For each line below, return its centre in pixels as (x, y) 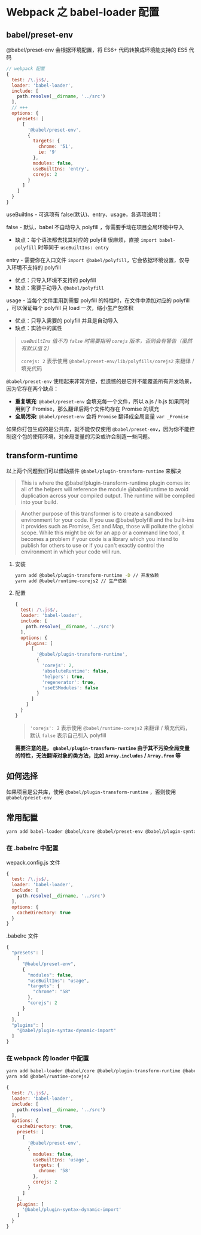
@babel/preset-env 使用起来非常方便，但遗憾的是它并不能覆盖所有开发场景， (100, 381)
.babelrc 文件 (22, 936)
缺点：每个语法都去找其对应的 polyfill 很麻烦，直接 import (86, 239)
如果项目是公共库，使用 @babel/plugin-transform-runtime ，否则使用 (91, 792)
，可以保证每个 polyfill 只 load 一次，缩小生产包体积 (70, 308)
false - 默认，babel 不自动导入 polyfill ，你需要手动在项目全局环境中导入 (95, 227)
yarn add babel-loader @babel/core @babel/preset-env (75, 832)
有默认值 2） (36, 348)
